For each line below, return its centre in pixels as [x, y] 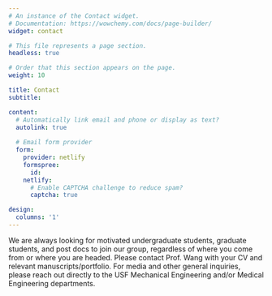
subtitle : [25, 97]
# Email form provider [54, 143]
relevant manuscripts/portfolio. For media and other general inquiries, [125, 266]
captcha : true [54, 195]
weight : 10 [27, 75]
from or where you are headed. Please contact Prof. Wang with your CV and [136, 257]
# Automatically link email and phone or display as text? [118, 120]
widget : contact [36, 31]
